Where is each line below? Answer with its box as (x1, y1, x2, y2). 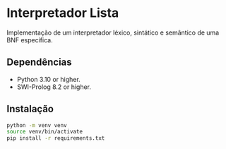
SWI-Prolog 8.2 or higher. (16, 83, 92, 91)
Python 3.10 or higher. (16, 75, 81, 83)
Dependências (6, 56, 72, 68)
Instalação (6, 103, 54, 115)
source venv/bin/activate (6, 129, 83, 136)
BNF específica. (6, 35, 54, 44)
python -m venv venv (6, 121, 68, 129)
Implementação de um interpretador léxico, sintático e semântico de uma (6, 28, 220, 37)
